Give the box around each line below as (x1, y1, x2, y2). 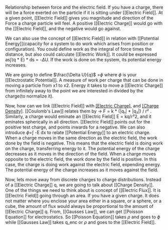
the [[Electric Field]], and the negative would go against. (5, 26, 121, 32)
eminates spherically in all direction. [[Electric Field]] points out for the (5, 119, 150, 125)
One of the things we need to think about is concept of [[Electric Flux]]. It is (5, 187, 161, 193)
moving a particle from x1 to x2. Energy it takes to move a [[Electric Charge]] (5, 82, 163, 88)
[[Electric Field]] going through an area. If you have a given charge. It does (5, 193, 159, 198)
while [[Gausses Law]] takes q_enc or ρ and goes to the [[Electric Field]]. (5, 219, 156, 225)
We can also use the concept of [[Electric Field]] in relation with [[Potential (5, 35, 159, 41)
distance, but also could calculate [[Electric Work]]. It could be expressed (5, 51, 157, 57)
